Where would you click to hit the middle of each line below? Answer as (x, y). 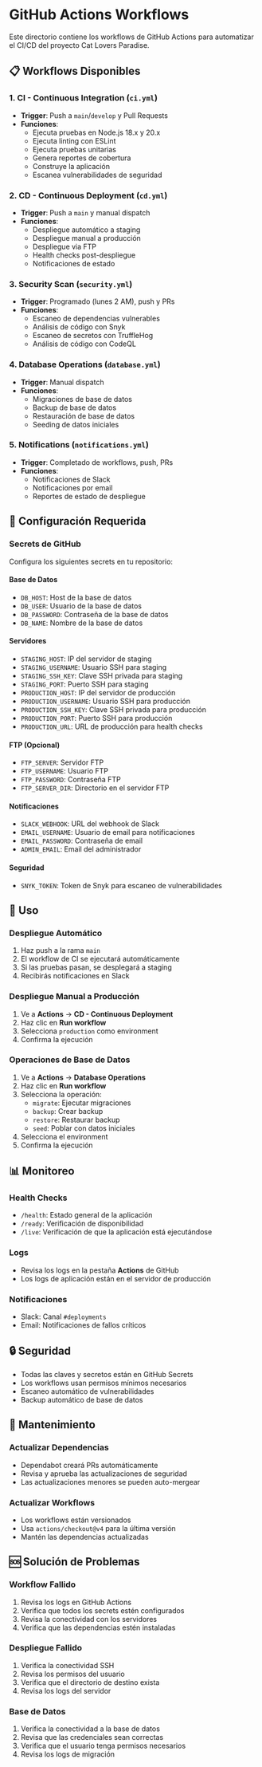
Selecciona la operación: (61, 1094)
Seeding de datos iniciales (76, 424)
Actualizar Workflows (52, 1502)
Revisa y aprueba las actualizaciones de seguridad (104, 1474)
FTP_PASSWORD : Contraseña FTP (71, 780)
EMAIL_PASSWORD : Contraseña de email (81, 841)
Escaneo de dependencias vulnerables (96, 319)
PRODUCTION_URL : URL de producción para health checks (111, 726)
